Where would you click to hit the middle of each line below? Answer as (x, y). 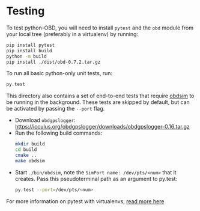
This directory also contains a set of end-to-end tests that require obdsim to (100, 96)
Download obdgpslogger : (45, 120)
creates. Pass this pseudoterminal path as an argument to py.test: (96, 179)
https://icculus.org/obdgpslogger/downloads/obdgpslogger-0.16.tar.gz (102, 127)
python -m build (26, 56)
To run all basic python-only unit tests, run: (59, 73)
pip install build (29, 50)
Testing (26, 11)
